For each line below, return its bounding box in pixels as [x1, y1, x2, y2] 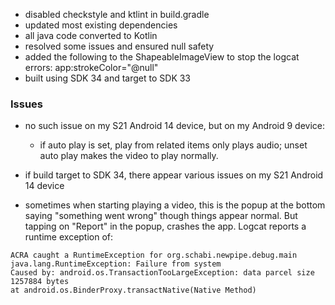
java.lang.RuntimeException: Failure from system [10, 259, 222, 269]
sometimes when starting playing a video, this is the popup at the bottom [24, 199, 326, 211]
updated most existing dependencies [24, 19, 178, 31]
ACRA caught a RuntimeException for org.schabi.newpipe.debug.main [10, 250, 298, 261]
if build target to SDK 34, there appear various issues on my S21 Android [24, 169, 324, 181]
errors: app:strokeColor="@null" [24, 62, 159, 73]
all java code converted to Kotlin [24, 30, 158, 41]
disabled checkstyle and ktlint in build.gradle [24, 9, 210, 20]
